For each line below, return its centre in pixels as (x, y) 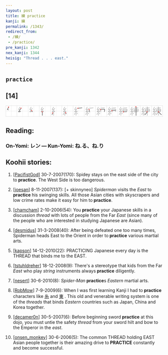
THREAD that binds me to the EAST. (50, 256)
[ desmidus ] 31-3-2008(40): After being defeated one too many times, (84, 230)
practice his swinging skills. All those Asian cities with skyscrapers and (86, 195)
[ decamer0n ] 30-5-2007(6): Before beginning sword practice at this (83, 317)
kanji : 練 (15, 21)
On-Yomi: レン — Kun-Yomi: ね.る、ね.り (55, 146)
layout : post (19, 11)
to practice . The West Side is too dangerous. (59, 180)
